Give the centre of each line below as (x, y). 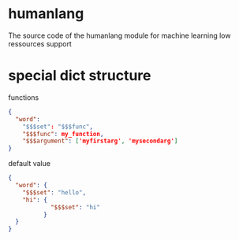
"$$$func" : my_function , (63, 134)
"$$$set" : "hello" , (54, 192)
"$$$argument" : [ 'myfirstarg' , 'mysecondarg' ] (100, 141)
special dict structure (80, 76)
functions (24, 97)
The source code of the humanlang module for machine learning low (119, 35)
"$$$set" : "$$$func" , (58, 127)
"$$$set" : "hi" (75, 207)
